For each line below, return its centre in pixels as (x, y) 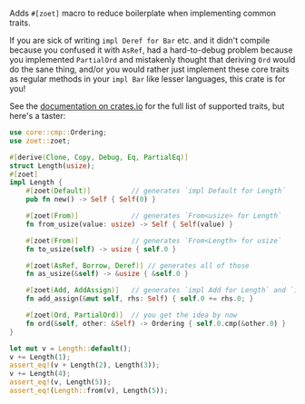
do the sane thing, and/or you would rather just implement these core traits (149, 69)
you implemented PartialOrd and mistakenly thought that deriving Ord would (152, 59)
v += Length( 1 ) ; (40, 357)
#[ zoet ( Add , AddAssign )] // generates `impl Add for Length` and (156, 291)
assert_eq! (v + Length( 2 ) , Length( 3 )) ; (85, 365)
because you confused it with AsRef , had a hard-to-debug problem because (151, 50)
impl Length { (36, 182)
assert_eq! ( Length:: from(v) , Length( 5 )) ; (89, 390)
